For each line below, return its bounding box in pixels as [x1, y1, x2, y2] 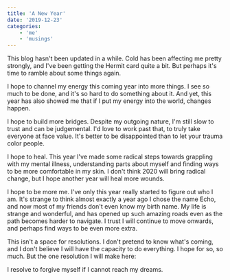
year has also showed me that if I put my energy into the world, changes [7, 97, 211, 105]
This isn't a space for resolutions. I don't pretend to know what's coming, [7, 237, 214, 246]
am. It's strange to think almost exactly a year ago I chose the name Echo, [7, 195, 216, 203]
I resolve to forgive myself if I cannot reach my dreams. [7, 266, 163, 274]
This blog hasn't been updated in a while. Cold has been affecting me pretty [7, 54, 222, 62]
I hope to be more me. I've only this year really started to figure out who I [7, 188, 214, 196]
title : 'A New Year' [7, 10, 67, 17]
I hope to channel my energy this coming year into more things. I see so [7, 82, 210, 91]
